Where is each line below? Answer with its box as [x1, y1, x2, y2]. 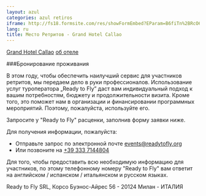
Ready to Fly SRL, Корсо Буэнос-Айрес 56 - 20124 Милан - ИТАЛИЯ [6, 183, 183, 191]
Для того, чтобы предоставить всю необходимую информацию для [6, 158, 184, 165]
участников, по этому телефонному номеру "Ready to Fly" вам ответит [6, 165, 193, 172]
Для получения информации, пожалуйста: [6, 128, 118, 136]
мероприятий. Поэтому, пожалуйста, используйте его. [6, 104, 150, 112]
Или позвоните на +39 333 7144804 [15, 147, 109, 154]
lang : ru [6, 26, 29, 32]
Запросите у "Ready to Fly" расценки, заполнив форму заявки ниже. [6, 117, 186, 124]
